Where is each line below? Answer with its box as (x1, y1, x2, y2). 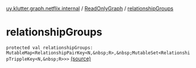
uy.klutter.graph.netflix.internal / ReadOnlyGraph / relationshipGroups (6, 5, 174, 12)
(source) (70, 55, 92, 62)
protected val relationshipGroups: (6, 45, 93, 50)
